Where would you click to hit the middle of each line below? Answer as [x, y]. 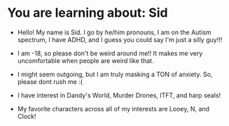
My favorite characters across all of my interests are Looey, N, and [113, 108]
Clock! [27, 116]
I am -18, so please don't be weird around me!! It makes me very [110, 53]
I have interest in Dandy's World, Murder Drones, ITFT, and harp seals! [119, 95]
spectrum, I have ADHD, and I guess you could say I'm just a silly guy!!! [120, 39]
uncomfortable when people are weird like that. [85, 60]
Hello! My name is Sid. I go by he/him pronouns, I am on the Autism [114, 32]
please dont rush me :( [50, 81]
